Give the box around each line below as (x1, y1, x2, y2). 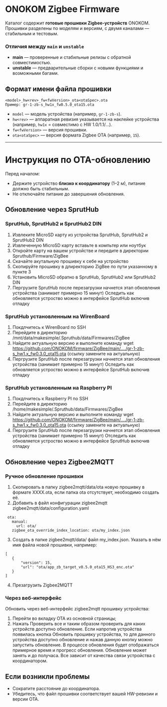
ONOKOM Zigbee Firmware (5, 3, 120, 15)
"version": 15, (20, 560, 52, 565)
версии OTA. (12, 696, 39, 702)
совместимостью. (12, 60, 51, 66)
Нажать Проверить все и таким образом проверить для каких (12, 621, 146, 627)
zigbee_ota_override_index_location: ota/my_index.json (11, 528, 130, 533)
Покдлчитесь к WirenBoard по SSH (12, 324, 86, 330)
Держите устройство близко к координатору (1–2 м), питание (12, 180, 146, 186)
